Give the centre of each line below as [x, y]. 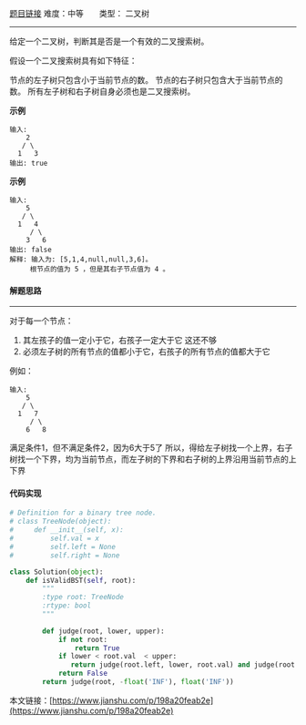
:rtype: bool [67, 606]
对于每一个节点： [41, 321]
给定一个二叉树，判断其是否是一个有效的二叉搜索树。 [109, 41]
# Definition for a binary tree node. [83, 513]
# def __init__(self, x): [67, 530]
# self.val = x [55, 539]
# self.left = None [63, 546]
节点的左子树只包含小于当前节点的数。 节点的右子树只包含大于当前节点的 [146, 80]
